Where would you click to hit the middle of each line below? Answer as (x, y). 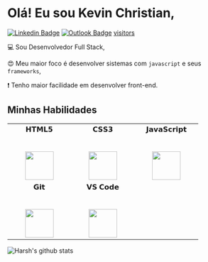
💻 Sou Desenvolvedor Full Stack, (56, 47)
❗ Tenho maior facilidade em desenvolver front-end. (83, 85)
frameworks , (24, 71)
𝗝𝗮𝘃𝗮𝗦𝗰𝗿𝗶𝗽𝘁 (166, 129)
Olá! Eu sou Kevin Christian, (91, 13)
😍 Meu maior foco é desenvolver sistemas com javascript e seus (104, 63)
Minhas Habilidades (52, 110)
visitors (124, 33)
